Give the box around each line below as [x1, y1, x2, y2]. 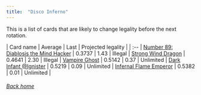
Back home [6, 82, 35, 90]
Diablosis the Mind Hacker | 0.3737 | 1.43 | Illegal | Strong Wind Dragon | [6, 49, 185, 57]
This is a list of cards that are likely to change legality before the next [6, 25, 177, 32]
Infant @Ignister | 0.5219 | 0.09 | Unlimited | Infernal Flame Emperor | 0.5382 [6, 63, 195, 70]
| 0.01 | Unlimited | [6, 69, 51, 76]
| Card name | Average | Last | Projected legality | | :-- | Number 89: [6, 43, 173, 51]
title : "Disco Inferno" [6, 8, 68, 15]
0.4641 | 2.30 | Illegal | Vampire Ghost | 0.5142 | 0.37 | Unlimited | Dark [6, 56, 181, 63]
